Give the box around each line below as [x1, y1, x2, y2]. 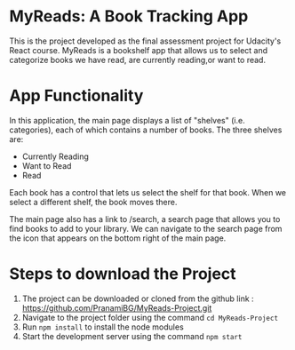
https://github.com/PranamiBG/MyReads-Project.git [21, 302, 212, 313]
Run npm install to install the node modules [21, 322, 184, 332]
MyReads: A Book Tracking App [9, 6, 249, 27]
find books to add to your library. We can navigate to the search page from [9, 223, 283, 234]
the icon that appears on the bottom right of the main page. [9, 233, 227, 243]
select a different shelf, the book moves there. [9, 196, 178, 207]
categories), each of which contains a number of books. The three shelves [9, 124, 283, 135]
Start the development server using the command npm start [21, 330, 243, 341]
